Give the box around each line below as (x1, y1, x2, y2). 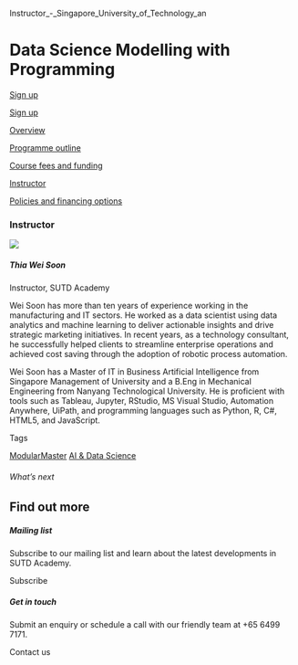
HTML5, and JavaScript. (9, 415, 100, 426)
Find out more (9, 500, 90, 515)
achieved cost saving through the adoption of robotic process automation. (9, 349, 288, 360)
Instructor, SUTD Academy (9, 282, 110, 293)
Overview (9, 124, 46, 135)
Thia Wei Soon (9, 259, 67, 270)
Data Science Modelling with (9, 40, 231, 60)
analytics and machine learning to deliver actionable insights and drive (9, 320, 274, 331)
